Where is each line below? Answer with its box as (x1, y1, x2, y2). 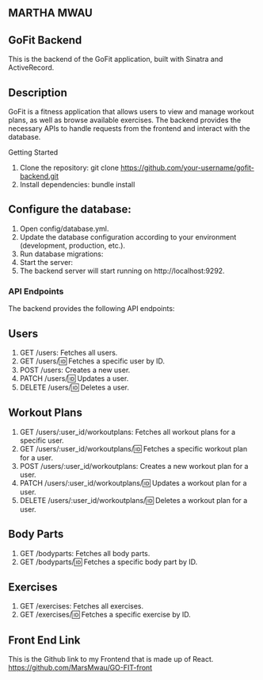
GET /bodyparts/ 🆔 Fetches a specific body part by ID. (19, 557, 198, 567)
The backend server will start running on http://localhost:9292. (19, 266, 225, 275)
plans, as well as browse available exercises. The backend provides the (8, 115, 242, 125)
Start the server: (19, 257, 74, 267)
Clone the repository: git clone (19, 163, 119, 173)
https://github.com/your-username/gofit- (120, 163, 255, 173)
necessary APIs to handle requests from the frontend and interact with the (8, 124, 251, 133)
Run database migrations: (19, 249, 104, 259)
